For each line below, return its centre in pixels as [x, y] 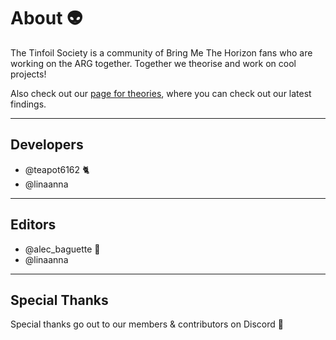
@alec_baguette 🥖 [62, 249]
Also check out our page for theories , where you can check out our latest [161, 93]
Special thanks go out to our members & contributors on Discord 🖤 [147, 324]
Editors [33, 225]
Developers [47, 145]
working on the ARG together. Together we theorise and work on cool [153, 63]
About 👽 [46, 18]
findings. [28, 104]
